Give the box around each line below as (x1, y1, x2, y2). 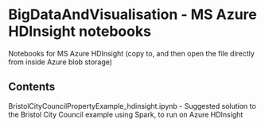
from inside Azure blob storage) (8, 57, 113, 67)
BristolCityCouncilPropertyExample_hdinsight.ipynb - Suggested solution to (8, 101, 256, 110)
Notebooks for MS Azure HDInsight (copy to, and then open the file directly (8, 48, 255, 58)
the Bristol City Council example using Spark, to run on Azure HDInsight (8, 110, 244, 119)
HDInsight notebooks (8, 22, 151, 40)
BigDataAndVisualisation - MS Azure (8, 6, 257, 24)
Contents (8, 80, 56, 94)
